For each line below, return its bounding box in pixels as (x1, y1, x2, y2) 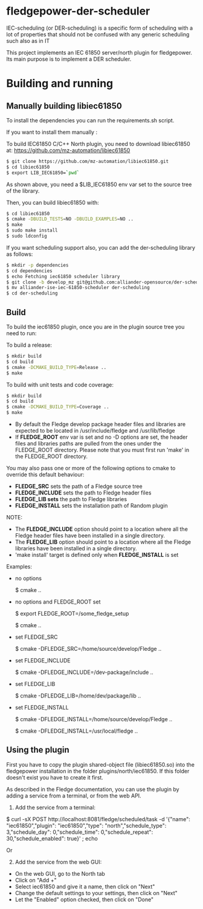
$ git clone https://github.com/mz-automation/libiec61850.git (6, 158, 169, 164)
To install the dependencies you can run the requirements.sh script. (6, 116, 175, 124)
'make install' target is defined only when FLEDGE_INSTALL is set (14, 551, 179, 558)
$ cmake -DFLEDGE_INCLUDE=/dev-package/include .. (14, 668, 154, 676)
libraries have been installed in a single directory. (14, 545, 137, 552)
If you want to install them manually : (6, 128, 98, 136)
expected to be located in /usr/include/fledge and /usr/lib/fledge (14, 427, 175, 434)
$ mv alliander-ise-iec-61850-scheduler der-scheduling (6, 285, 150, 291)
